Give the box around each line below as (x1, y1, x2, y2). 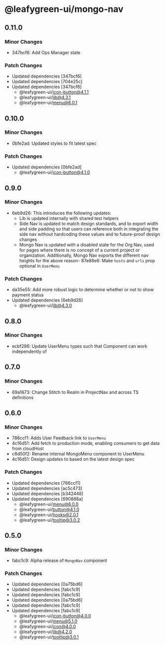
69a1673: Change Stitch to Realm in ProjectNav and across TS (11, 389, 139, 395)
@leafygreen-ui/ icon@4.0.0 (19, 624, 76, 630)
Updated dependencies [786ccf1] (11, 480, 81, 486)
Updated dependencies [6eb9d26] (11, 297, 83, 303)
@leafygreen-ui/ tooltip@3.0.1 (19, 634, 79, 640)
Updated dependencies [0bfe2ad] (11, 164, 82, 170)
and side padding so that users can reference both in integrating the (19, 225, 159, 232)
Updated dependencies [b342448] (11, 490, 84, 496)
